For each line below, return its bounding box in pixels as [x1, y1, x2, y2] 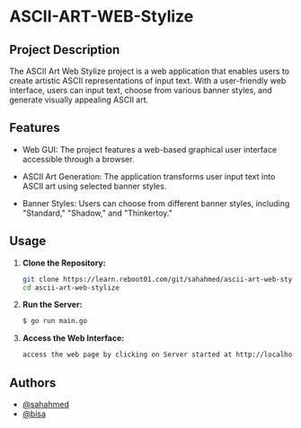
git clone [22, 275, 60, 284]
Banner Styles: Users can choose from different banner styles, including [22, 197, 290, 208]
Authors [9, 375, 57, 390]
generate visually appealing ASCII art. [9, 94, 149, 105]
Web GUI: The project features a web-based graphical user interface [22, 144, 277, 154]
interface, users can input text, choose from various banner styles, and [9, 85, 272, 95]
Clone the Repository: [22, 258, 106, 268]
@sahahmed [22, 398, 69, 409]
